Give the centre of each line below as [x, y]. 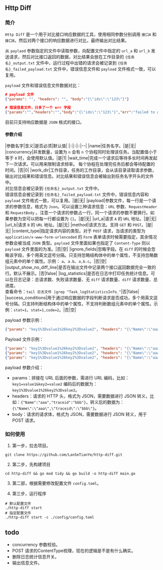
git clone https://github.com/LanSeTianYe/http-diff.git [64, 455]
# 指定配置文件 [18, 513]
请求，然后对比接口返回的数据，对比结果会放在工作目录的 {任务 [72, 57]
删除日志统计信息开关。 [35, 557]
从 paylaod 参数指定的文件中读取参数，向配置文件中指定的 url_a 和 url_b [78, 51]
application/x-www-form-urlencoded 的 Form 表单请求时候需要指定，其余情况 [81, 237]
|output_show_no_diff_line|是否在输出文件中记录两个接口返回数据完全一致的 [81, 267]
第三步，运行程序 [29, 494]
